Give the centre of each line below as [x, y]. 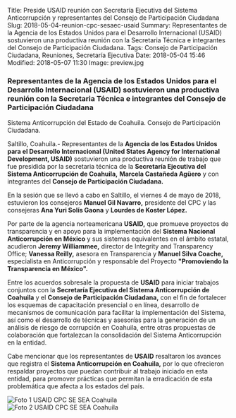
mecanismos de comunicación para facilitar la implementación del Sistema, [117, 313]
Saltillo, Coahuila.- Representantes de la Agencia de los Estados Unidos [112, 144]
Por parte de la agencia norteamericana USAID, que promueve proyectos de [118, 224]
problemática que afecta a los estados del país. [76, 386]
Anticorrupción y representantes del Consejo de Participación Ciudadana [113, 18]
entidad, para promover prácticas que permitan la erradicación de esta [110, 379]
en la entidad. [27, 342]
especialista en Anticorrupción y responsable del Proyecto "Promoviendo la [118, 261]
